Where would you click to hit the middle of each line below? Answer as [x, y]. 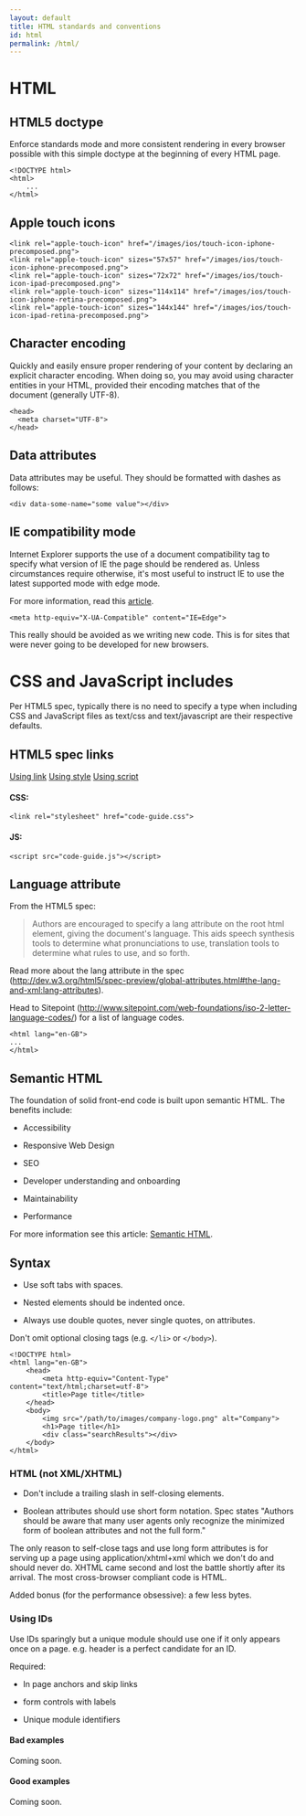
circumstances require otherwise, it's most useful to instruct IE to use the [147, 573]
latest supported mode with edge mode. [85, 583]
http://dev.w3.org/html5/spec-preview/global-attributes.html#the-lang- [147, 981]
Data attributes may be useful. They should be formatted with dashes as [145, 477]
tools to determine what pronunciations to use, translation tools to [156, 943]
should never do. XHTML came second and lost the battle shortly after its [148, 1567]
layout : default [40, 18]
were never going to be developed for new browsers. [109, 644]
